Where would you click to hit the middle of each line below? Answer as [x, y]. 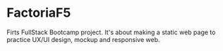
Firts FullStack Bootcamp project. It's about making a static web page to [111, 32]
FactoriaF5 [39, 13]
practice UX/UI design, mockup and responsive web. [83, 39]
